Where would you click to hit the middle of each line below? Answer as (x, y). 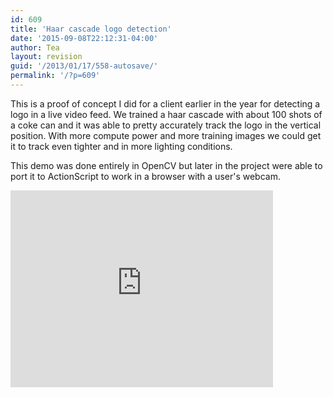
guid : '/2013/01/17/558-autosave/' (84, 66)
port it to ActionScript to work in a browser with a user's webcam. (145, 176)
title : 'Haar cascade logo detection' (91, 29)
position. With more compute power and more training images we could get (166, 135)
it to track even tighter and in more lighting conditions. (121, 146)
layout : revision (46, 57)
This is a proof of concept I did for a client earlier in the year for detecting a (165, 103)
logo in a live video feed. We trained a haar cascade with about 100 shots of (166, 114)
